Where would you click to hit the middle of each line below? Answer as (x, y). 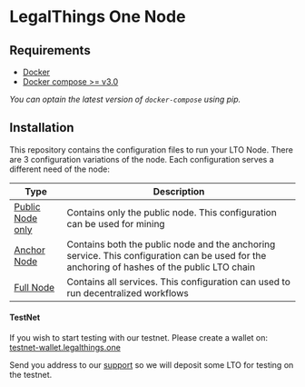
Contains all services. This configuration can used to (178, 282)
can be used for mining (116, 223)
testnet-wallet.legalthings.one (65, 348)
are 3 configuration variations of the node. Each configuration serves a (142, 159)
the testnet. (31, 375)
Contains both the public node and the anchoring (171, 244)
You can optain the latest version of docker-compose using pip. (125, 99)
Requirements (50, 50)
